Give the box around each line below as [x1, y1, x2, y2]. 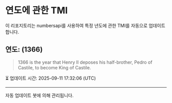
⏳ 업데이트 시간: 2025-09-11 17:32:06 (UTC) [5, 75, 96, 81]
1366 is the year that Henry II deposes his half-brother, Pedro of [17, 59, 153, 65]
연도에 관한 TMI [5, 5, 68, 16]
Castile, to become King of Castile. [17, 64, 91, 70]
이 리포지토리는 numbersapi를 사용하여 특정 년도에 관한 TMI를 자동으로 [5, 22, 148, 29]
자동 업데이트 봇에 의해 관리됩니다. [5, 92, 74, 98]
